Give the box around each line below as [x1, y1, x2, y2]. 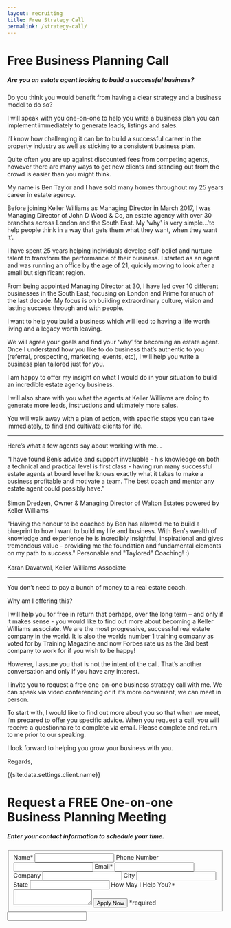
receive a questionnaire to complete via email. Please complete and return [7, 723, 217, 731]
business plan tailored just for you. [7, 360, 105, 368]
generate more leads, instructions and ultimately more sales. [7, 401, 179, 409]
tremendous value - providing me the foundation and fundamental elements [7, 542, 222, 550]
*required [129, 898, 157, 907]
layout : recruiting [7, 10, 63, 17]
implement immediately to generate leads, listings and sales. [7, 121, 179, 130]
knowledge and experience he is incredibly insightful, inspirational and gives [7, 534, 223, 542]
